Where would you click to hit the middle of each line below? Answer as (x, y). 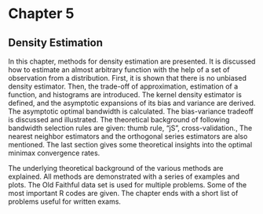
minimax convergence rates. (54, 153)
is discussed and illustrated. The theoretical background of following (119, 120)
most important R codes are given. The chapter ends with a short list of (123, 193)
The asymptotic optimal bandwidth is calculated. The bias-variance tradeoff (131, 111)
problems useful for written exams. (65, 201)
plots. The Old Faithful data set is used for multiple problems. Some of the (128, 185)
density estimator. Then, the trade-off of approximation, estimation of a (123, 86)
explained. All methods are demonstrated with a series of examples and (124, 176)
